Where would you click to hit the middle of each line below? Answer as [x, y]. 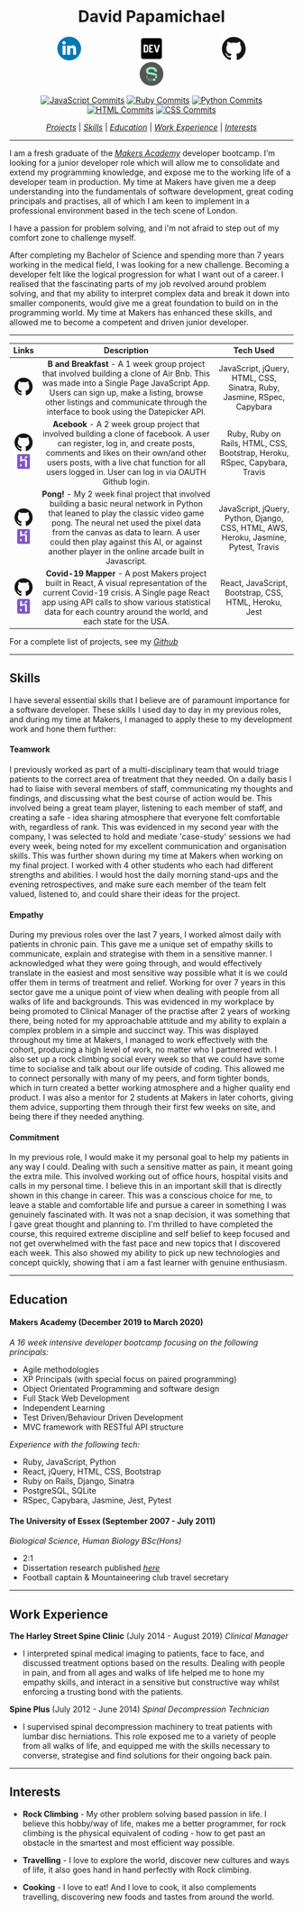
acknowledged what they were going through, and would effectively [136, 964]
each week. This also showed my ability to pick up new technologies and [145, 1253]
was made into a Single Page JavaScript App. [126, 383]
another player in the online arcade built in [126, 552]
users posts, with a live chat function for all [126, 462]
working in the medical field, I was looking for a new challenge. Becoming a [150, 264]
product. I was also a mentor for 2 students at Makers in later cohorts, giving [151, 1098]
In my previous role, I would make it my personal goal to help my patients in [149, 1157]
